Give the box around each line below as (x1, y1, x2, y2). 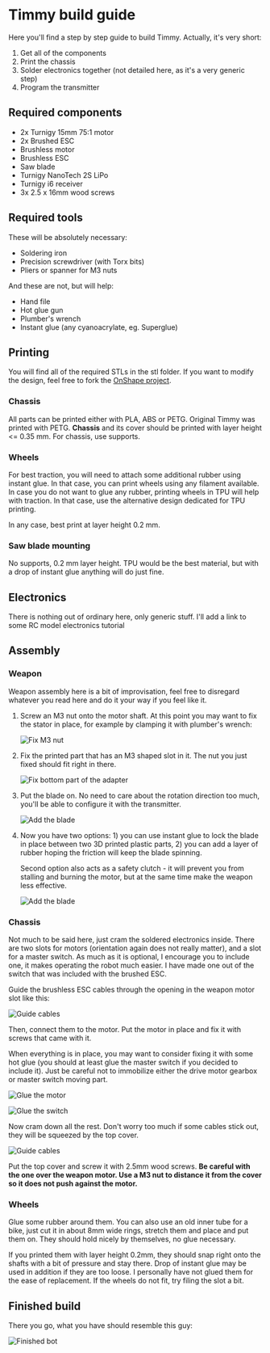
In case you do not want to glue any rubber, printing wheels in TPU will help (8, 487, 260, 496)
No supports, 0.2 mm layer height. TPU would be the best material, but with (8, 558, 260, 568)
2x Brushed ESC (19, 136, 75, 145)
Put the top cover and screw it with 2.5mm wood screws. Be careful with (8, 1161, 251, 1171)
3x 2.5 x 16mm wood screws (19, 188, 115, 197)
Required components (8, 106, 123, 120)
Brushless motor (19, 144, 75, 154)
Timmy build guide (8, 6, 135, 24)
